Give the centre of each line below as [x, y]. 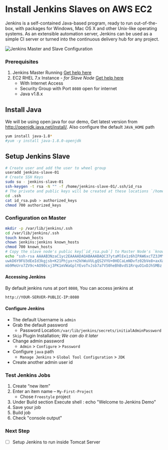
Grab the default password [40, 325]
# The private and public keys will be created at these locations [77, 191]
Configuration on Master [36, 218]
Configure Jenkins [25, 308]
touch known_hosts [24, 238]
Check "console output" [37, 418]
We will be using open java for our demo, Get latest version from [71, 122]
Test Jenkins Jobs [28, 375]
